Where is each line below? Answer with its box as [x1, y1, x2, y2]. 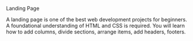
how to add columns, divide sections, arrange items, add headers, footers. [6, 28, 186, 35]
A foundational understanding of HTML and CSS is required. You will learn [6, 23, 185, 29]
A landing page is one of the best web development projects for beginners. [6, 16, 188, 23]
